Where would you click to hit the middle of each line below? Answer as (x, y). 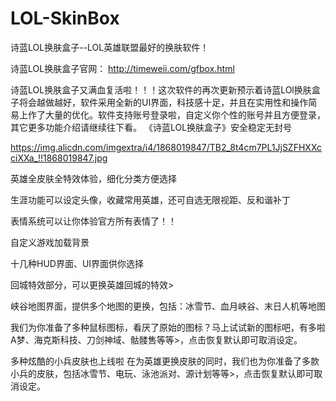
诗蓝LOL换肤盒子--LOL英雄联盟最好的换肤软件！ (110, 47)
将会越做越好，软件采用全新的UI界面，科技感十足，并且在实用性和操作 (163, 102)
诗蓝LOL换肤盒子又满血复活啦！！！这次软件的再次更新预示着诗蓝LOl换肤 (161, 89)
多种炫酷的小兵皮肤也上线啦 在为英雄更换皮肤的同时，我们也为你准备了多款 (165, 361)
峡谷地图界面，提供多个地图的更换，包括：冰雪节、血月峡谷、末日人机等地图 (168, 306)
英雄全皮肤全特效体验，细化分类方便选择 (93, 178)
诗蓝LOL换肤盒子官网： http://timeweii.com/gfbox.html (122, 68)
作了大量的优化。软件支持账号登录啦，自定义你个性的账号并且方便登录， (176, 114)
